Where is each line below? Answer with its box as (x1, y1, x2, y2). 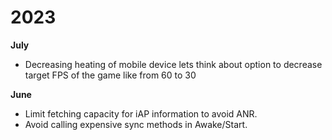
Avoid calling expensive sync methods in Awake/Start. (24, 118, 248, 130)
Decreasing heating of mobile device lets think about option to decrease (24, 58, 323, 70)
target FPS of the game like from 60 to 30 (24, 69, 197, 81)
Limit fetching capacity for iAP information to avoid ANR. (24, 107, 258, 120)
